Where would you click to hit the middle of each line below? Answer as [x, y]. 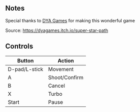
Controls [19, 46]
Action [66, 60]
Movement [61, 69]
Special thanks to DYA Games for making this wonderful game [70, 20]
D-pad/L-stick [26, 69]
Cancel [56, 86]
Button [25, 60]
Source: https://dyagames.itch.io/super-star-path [57, 30]
